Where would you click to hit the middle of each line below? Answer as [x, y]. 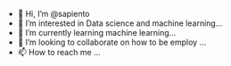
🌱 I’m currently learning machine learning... [97, 33]
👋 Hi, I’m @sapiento [54, 14]
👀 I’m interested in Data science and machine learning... [120, 23]
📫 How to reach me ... [59, 52]
